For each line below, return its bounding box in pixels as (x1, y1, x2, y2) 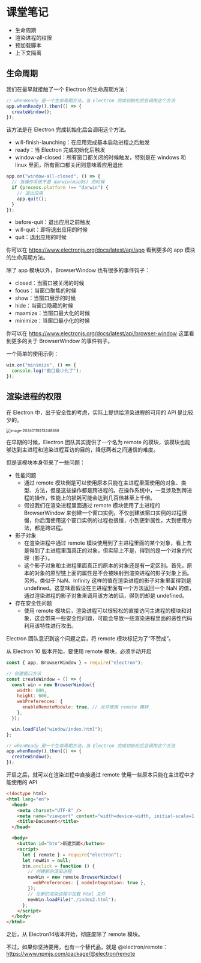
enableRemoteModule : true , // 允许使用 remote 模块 (22, 704, 149, 710)
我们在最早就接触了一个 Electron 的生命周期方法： (6, 85, 130, 93)
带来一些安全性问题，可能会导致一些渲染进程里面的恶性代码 (44, 615, 193, 622)
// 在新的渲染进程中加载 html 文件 (28, 891, 106, 897)
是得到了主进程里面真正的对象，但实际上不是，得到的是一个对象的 (23, 547, 187, 554)
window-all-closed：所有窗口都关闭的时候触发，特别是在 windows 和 (14, 154, 187, 161)
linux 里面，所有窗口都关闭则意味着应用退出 (14, 161, 123, 169)
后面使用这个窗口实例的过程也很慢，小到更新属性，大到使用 (40, 517, 187, 524)
